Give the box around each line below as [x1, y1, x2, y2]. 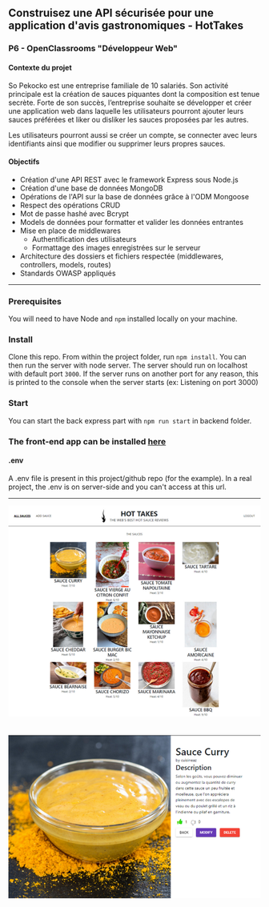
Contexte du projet [8, 62, 72, 72]
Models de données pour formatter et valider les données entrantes [19, 217, 244, 227]
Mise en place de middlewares [19, 226, 122, 235]
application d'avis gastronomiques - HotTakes [8, 19, 244, 33]
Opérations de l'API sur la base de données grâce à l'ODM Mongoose [19, 191, 250, 201]
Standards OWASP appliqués [19, 268, 116, 278]
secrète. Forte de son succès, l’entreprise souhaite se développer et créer [8, 98, 252, 107]
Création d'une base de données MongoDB [19, 183, 163, 193]
